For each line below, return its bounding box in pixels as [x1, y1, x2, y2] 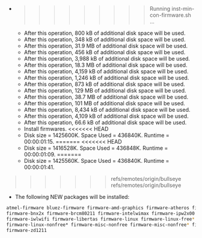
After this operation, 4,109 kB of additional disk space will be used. [23, 112, 189, 120]
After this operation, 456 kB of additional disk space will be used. [23, 49, 186, 56]
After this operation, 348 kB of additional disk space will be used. [23, 36, 186, 43]
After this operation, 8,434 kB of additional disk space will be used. [23, 106, 191, 113]
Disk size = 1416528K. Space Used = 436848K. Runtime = [23, 144, 168, 151]
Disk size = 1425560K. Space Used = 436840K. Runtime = [23, 157, 170, 164]
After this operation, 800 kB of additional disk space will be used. [23, 29, 186, 37]
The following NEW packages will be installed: [14, 194, 130, 200]
